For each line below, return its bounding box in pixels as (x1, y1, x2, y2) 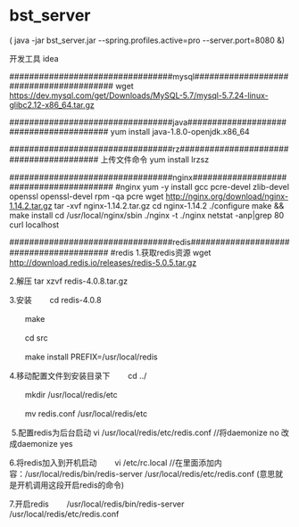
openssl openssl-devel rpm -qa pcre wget (9, 191, 164, 202)
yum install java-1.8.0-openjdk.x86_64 (110, 126, 250, 136)
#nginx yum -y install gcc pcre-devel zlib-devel (115, 181, 290, 192)
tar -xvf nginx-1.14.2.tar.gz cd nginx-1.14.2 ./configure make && (54, 200, 285, 210)
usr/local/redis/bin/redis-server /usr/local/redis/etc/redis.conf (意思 (28, 468, 276, 479)
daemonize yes (16, 438, 73, 449)
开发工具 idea (9, 53, 60, 63)
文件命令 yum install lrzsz (115, 153, 210, 165)
